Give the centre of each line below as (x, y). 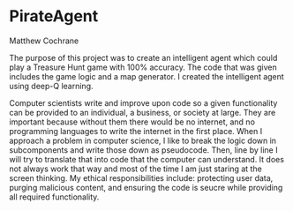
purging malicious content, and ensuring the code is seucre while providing (146, 187)
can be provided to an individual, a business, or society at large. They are (143, 112)
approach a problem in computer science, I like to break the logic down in (143, 140)
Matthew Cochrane (44, 41)
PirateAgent (54, 16)
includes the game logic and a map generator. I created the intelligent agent (146, 76)
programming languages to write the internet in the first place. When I (136, 131)
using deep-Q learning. (51, 86)
